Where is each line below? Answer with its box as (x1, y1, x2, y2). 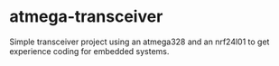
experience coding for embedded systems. (9, 45, 170, 56)
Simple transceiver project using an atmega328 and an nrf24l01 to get (9, 36, 270, 47)
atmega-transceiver (9, 6, 163, 27)
